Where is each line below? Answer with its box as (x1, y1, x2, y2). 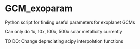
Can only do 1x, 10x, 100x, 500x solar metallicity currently (5, 28, 122, 34)
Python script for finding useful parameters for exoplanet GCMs (5, 19, 135, 25)
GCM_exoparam (5, 3, 73, 14)
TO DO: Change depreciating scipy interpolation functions (5, 38, 124, 44)
